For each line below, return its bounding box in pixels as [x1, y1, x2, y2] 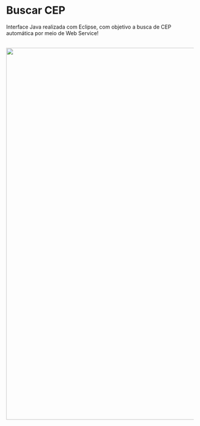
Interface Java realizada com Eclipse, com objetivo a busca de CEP [6, 23, 171, 30]
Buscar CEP [6, 4, 65, 17]
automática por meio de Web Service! [6, 29, 99, 36]
